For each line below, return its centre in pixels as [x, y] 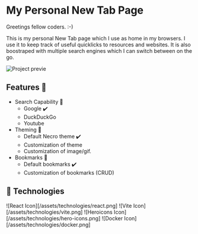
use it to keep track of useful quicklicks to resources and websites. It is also [98, 45]
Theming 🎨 [28, 129]
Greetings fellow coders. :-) [40, 27]
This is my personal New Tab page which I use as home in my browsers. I [96, 38]
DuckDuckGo [40, 117]
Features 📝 [26, 88]
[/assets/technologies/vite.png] [44, 212]
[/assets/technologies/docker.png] [48, 224]
